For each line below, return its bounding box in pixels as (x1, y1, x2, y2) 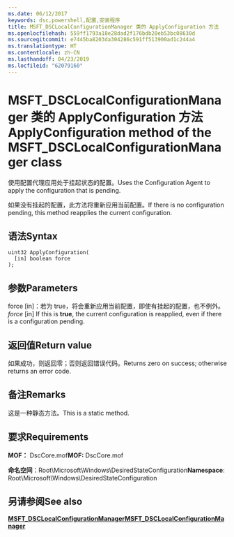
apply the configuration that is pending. (8, 186, 121, 194)
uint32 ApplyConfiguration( (8, 249, 90, 256)
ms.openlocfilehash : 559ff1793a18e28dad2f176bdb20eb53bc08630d (8, 29, 196, 37)
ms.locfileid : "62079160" (8, 62, 83, 69)
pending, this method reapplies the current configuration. (8, 208, 173, 216)
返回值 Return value (8, 339, 93, 351)
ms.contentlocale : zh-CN (8, 50, 80, 57)
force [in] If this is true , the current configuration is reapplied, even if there (8, 310, 222, 318)
